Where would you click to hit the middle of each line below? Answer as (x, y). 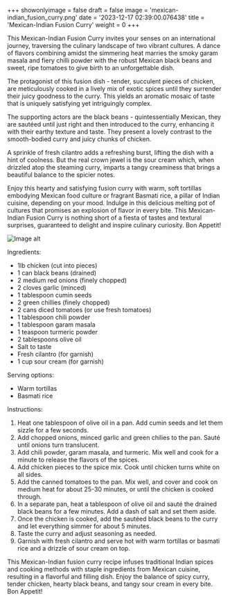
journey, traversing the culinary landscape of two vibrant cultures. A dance (114, 46)
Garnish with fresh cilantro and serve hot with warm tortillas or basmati (118, 541)
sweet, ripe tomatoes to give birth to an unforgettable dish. (91, 68)
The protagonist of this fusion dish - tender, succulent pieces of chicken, (111, 81)
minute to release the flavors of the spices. (78, 459)
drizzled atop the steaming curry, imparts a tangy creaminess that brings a (114, 167)
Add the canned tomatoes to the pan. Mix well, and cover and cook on (117, 482)
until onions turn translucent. (58, 445)
